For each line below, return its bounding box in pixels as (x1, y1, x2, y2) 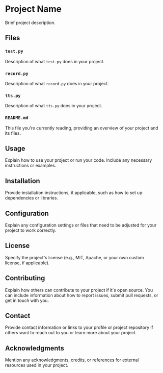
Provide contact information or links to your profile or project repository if (5, 324, 154, 330)
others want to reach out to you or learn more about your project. (5, 330, 137, 336)
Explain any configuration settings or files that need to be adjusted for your (5, 222, 157, 228)
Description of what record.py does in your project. (5, 80, 109, 86)
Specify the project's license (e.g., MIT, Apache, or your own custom (5, 254, 144, 260)
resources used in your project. (5, 362, 69, 368)
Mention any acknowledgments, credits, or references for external (5, 357, 139, 363)
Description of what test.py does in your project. (5, 58, 105, 64)
